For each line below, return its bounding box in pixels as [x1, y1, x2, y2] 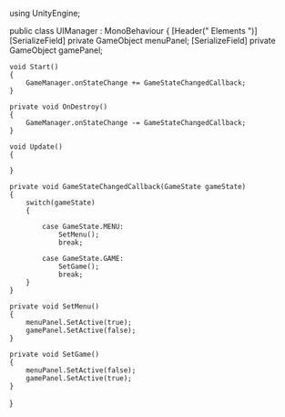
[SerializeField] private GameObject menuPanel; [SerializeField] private [9, 36, 276, 46]
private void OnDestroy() [9, 102, 107, 111]
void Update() [9, 142, 64, 151]
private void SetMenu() [9, 302, 100, 311]
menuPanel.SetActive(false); [25, 366, 137, 375]
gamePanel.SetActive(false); [25, 326, 137, 335]
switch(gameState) [25, 198, 96, 207]
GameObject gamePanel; [9, 45, 103, 56]
